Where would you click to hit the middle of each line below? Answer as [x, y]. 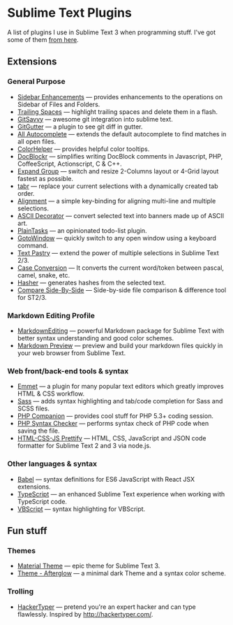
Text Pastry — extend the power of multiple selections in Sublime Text [118, 252]
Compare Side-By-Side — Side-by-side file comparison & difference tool [122, 290]
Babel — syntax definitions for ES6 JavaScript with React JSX [106, 479]
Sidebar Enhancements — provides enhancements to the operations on [120, 96]
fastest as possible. [45, 178]
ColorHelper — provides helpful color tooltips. [83, 149]
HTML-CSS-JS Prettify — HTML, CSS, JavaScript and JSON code [112, 438]
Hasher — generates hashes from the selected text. [91, 282]
